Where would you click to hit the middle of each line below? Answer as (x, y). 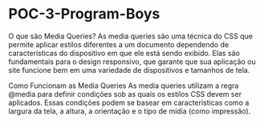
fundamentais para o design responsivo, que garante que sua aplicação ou (132, 62)
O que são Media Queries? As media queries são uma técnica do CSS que (130, 36)
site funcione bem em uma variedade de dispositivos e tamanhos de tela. (129, 70)
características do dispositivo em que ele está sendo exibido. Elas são (124, 53)
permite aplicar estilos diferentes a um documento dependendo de (119, 44)
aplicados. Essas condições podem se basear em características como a (129, 102)
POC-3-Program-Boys (84, 14)
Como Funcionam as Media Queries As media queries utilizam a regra (124, 86)
